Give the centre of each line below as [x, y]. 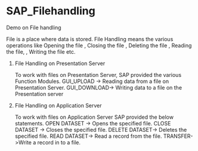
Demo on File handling [34, 27]
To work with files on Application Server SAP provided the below [94, 117]
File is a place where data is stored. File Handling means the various [90, 39]
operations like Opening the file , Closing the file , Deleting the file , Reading [99, 45]
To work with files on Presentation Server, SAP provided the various [98, 75]
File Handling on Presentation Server [60, 63]
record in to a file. [59, 142]
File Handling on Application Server [58, 105]
